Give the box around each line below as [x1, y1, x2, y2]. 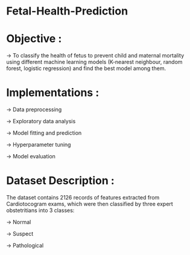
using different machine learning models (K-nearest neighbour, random [6, 59, 183, 66]
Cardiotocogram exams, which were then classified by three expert [6, 201, 173, 207]
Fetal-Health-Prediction [6, 4, 128, 18]
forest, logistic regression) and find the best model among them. [6, 65, 166, 72]
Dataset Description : [6, 174, 115, 188]
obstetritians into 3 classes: [6, 207, 75, 214]
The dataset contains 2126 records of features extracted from [6, 194, 160, 201]
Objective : [6, 32, 62, 46]
